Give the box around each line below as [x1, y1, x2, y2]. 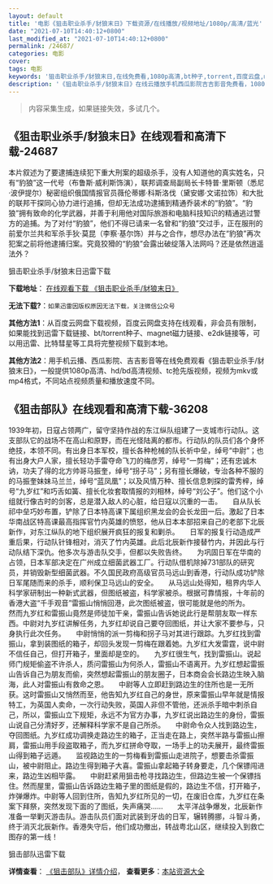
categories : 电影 [8, 50, 65, 58]
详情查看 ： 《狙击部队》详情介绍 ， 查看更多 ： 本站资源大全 [8, 867, 205, 877]
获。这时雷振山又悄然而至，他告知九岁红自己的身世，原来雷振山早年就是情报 [8, 690, 265, 699]
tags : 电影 [8, 65, 43, 73]
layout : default [8, 11, 63, 20]
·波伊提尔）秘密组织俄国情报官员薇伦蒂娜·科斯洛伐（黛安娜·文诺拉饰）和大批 [8, 188, 264, 198]
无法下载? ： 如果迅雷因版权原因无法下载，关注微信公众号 [8, 301, 175, 311]
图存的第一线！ [8, 832, 58, 842]
